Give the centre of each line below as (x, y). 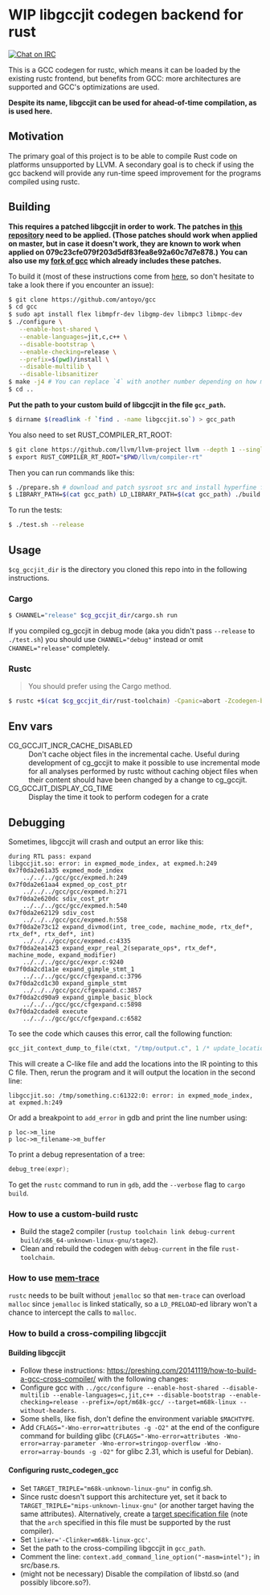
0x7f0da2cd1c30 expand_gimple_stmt (68, 983)
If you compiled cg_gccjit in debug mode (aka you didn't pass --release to (132, 631)
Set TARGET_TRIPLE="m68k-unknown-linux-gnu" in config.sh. (116, 1488)
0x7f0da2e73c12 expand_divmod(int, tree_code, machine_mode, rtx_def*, (131, 927)
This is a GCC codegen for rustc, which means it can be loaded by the (125, 69)
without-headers (47, 1411)
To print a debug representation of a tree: (77, 1154)
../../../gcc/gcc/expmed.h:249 (75, 877)
